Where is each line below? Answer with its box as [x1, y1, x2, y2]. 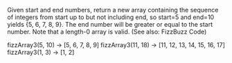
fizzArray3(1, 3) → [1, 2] [7, 48, 75, 56]
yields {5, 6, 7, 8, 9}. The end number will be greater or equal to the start [7, 21, 213, 28]
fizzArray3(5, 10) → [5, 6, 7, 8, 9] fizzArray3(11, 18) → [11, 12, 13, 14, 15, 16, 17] [7, 41, 225, 49]
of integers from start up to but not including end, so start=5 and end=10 [7, 13, 215, 21]
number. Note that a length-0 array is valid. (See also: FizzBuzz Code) [7, 27, 207, 36]
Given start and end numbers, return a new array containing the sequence [7, 6, 219, 14]
